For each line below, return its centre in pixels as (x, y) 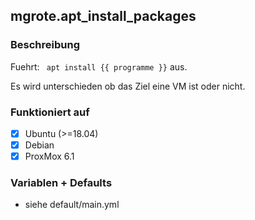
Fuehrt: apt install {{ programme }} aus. (99, 66)
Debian (39, 145)
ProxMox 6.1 (49, 156)
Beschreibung (45, 45)
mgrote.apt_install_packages (103, 16)
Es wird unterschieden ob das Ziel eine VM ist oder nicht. (128, 86)
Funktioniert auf (50, 112)
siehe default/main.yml (72, 205)
